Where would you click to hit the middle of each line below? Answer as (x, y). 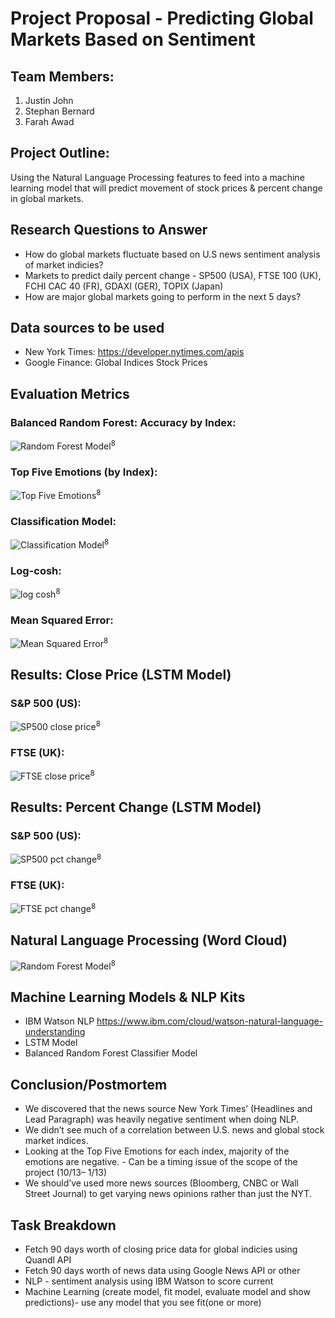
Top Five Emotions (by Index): (84, 472)
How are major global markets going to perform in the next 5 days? (163, 296)
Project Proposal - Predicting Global (162, 18)
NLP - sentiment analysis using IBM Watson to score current (149, 1281)
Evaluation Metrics (70, 393)
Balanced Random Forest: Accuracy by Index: (123, 422)
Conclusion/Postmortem (89, 1084)
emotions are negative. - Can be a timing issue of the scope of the (161, 1162)
